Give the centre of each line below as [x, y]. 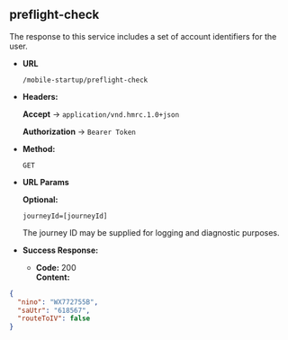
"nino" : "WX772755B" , [58, 302]
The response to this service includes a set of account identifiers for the [143, 36]
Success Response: [60, 250]
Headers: [40, 96]
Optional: [40, 199]
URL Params [45, 182]
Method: [39, 148]
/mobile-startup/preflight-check [85, 80]
